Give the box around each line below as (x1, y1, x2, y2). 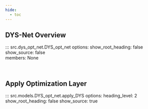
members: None (5, 55, 39, 61)
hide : (5, 7, 17, 13)
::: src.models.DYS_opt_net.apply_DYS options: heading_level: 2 (5, 93, 137, 99)
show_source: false (5, 49, 45, 56)
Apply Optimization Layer (5, 79, 87, 88)
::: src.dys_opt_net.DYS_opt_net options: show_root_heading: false (5, 44, 143, 50)
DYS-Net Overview (5, 31, 66, 39)
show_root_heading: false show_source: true (5, 98, 98, 104)
